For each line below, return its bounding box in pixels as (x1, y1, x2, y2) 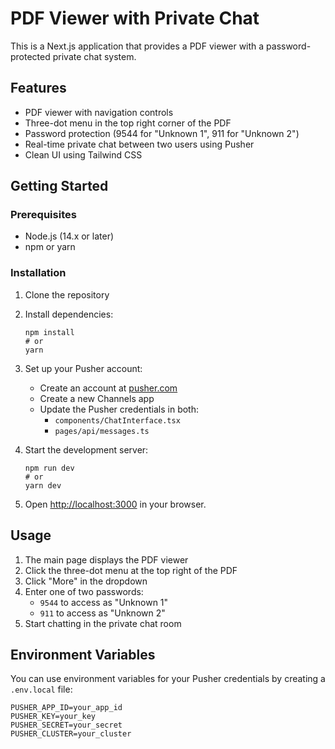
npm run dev (24, 463, 75, 473)
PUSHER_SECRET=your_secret (10, 720, 123, 731)
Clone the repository (24, 288, 110, 301)
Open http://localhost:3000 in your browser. (24, 498, 207, 510)
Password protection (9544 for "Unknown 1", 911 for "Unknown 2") (24, 127, 300, 139)
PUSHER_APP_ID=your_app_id (10, 703, 123, 713)
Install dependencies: (24, 308, 114, 320)
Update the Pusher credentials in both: (39, 403, 199, 415)
